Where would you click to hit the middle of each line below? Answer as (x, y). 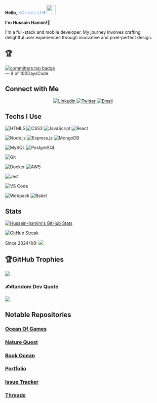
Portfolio (16, 369)
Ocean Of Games (26, 329)
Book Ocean (20, 355)
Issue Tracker (22, 382)
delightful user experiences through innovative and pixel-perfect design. (79, 37)
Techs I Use (23, 117)
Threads (16, 396)
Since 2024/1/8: (21, 243)
